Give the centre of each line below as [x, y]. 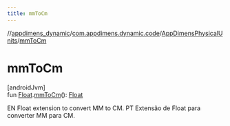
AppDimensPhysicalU [192, 33]
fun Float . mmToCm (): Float [45, 94]
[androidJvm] [27, 87]
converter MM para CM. [41, 115]
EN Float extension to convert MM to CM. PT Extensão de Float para [104, 108]
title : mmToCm [28, 13]
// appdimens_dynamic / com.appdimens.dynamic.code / [84, 33]
